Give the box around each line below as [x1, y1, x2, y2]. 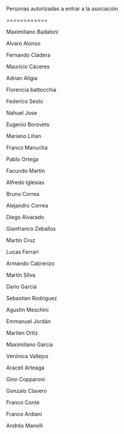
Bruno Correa [6, 191, 40, 197]
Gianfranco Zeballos [6, 225, 56, 232]
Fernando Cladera [6, 51, 51, 59]
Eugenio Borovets [6, 121, 49, 128]
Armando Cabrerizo [6, 260, 55, 267]
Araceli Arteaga [6, 364, 45, 371]
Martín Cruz [6, 237, 36, 244]
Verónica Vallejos [6, 353, 49, 359]
